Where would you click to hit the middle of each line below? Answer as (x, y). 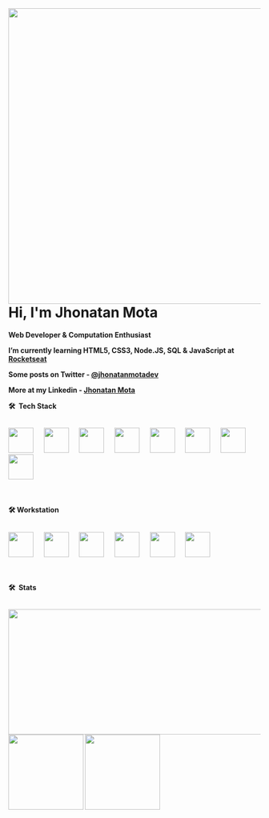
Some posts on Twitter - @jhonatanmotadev (83, 374)
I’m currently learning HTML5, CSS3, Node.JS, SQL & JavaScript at (121, 350)
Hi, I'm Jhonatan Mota (83, 313)
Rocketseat (28, 358)
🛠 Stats (22, 587)
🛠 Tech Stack (33, 406)
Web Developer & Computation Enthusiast (80, 334)
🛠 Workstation (34, 510)
